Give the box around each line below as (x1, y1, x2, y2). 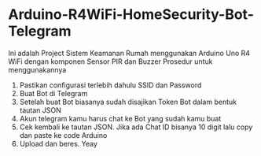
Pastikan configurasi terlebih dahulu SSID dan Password (19, 80, 202, 90)
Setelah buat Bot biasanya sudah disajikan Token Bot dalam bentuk (19, 97, 237, 106)
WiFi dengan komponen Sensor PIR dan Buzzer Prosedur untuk (8, 57, 213, 66)
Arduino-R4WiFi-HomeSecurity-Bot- (8, 6, 254, 24)
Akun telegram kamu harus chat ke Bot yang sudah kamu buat (19, 113, 222, 123)
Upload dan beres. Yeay (19, 139, 98, 148)
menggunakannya (8, 65, 67, 74)
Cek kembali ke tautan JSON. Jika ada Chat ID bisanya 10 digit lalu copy (19, 122, 253, 132)
